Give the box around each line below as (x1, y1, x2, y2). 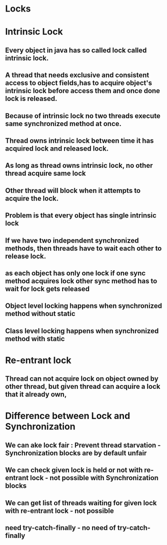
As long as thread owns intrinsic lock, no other (5, 161, 153, 170)
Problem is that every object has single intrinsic (5, 211, 156, 220)
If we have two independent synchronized (5, 236, 139, 245)
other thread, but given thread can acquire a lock (5, 382, 160, 391)
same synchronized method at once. (5, 119, 121, 128)
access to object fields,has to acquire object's (5, 79, 152, 87)
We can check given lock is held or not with (5, 466, 143, 475)
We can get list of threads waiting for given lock (5, 498, 157, 507)
